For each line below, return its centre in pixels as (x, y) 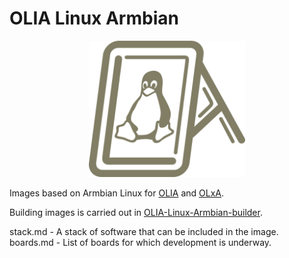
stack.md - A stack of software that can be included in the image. (144, 231)
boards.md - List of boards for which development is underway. (140, 242)
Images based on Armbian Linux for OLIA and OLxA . (117, 193)
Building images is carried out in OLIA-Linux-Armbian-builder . (136, 212)
